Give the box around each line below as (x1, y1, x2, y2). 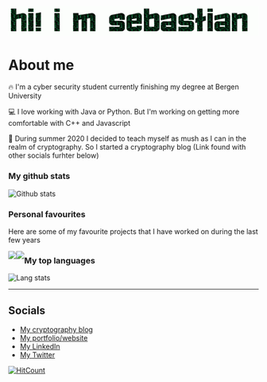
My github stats (8, 170, 71, 181)
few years (8, 236, 41, 245)
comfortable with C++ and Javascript (8, 119, 131, 128)
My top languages (24, 255, 95, 266)
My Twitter (19, 350, 56, 360)
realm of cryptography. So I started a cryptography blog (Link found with (8, 142, 246, 152)
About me (8, 56, 75, 74)
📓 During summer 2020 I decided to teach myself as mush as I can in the (8, 134, 247, 143)
